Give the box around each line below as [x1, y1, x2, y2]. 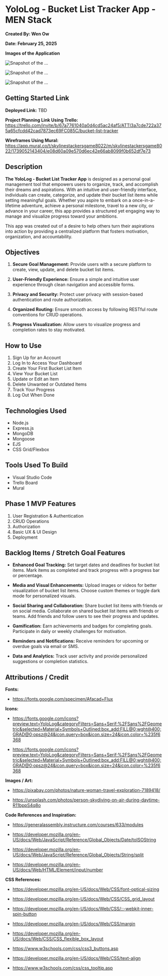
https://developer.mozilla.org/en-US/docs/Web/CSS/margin [12, 921, 136, 927]
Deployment [12, 534, 38, 540]
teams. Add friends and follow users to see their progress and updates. [12, 613, 159, 619]
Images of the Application [5, 50, 60, 56]
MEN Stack [5, 14, 52, 26]
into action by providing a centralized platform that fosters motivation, [5, 228, 149, 234]
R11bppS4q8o [12, 802, 41, 808]
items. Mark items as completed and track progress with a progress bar [12, 567, 160, 573]
